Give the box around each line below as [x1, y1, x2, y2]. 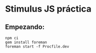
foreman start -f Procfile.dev [5, 44, 69, 49]
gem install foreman [5, 40, 48, 45]
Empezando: [5, 23, 45, 31]
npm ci [5, 35, 19, 40]
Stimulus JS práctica [5, 3, 92, 15]
